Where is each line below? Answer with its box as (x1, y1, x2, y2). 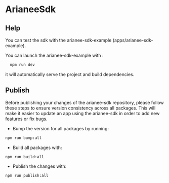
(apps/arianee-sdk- (112, 37, 153, 43)
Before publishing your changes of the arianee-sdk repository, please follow (5, 99, 164, 105)
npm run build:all (5, 154, 44, 159)
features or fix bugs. (5, 116, 48, 122)
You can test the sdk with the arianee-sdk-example (5, 37, 112, 43)
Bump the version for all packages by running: (12, 125, 109, 131)
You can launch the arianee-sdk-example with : (5, 52, 104, 58)
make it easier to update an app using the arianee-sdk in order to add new (5, 110, 160, 116)
